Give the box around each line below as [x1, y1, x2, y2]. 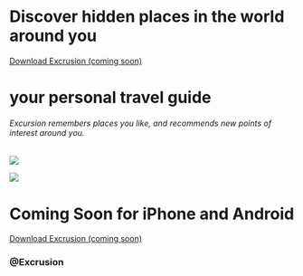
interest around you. [9, 127, 85, 138]
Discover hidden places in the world [9, 6, 285, 27]
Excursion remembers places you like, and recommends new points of [9, 118, 272, 128]
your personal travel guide [9, 88, 212, 108]
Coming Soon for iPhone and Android [9, 204, 295, 224]
